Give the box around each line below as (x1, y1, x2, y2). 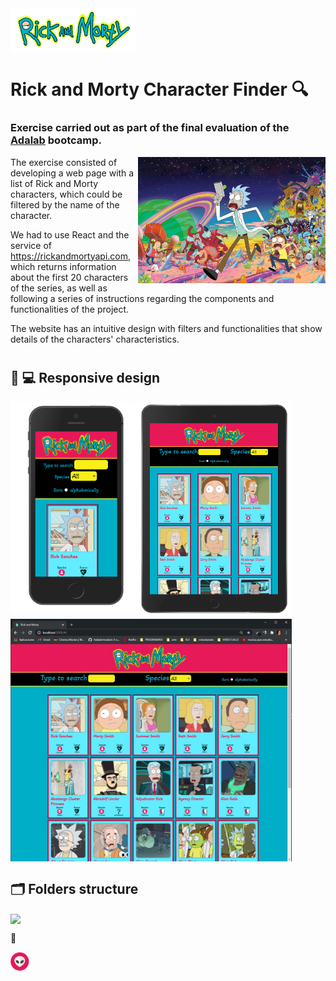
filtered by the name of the (10, 198, 120, 211)
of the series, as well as (10, 282, 108, 294)
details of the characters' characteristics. (10, 333, 180, 345)
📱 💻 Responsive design (10, 369, 160, 386)
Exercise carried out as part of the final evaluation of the (10, 121, 290, 135)
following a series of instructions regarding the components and (10, 292, 275, 304)
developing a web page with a (10, 167, 135, 179)
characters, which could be (10, 188, 123, 200)
